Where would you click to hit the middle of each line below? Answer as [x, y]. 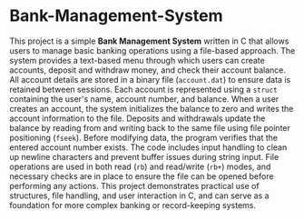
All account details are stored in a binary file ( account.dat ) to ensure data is [150, 79]
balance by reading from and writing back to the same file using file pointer [150, 127]
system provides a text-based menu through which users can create [137, 60]
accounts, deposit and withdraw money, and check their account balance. [148, 70]
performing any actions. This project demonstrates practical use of [135, 185]
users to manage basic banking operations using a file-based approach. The [152, 50]
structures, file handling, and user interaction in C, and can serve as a [139, 195]
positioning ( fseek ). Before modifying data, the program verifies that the [144, 137]
